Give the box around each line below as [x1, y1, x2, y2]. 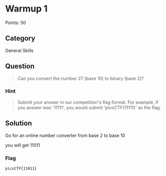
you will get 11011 [5, 142, 40, 148]
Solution [5, 119, 32, 128]
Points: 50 [5, 20, 26, 26]
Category [5, 34, 36, 43]
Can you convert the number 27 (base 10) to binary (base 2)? [17, 75, 144, 81]
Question [5, 62, 35, 71]
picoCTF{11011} [5, 166, 37, 171]
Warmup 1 [5, 3, 48, 15]
